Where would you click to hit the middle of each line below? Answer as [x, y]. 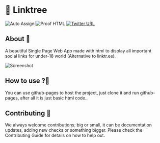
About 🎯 [18, 39]
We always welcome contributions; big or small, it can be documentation [79, 125]
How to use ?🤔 [27, 81]
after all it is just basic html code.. [54, 98]
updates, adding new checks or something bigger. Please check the [74, 130]
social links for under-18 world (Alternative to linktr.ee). [61, 56]
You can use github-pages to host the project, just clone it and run [72, 93]
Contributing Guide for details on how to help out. [55, 135]
